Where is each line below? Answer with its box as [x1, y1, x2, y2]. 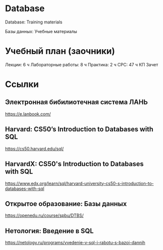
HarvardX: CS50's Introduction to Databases [5, 160, 144, 168]
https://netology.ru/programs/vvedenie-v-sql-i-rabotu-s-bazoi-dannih [5, 240, 145, 246]
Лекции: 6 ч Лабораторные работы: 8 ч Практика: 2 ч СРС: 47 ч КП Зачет [5, 61, 158, 67]
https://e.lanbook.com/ [5, 111, 51, 117]
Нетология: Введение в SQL [5, 227, 94, 235]
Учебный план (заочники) [5, 46, 115, 57]
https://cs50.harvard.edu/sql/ [5, 146, 64, 152]
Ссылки [5, 79, 39, 90]
